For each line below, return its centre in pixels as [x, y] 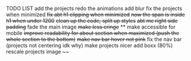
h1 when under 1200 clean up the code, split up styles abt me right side [92, 21]
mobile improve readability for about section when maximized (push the [93, 33]
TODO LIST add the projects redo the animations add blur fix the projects [94, 8]
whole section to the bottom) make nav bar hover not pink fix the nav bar [94, 39]
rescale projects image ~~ [38, 51]
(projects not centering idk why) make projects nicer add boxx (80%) [89, 45]
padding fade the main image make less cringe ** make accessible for [91, 27]
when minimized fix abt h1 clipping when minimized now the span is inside [95, 15]
